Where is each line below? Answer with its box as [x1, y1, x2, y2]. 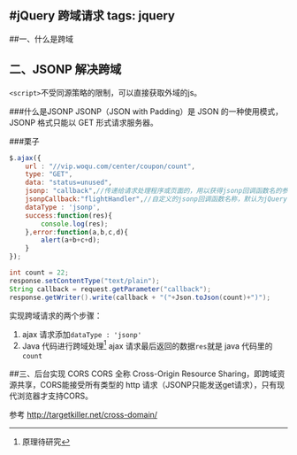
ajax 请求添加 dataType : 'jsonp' [21, 328, 142, 339]
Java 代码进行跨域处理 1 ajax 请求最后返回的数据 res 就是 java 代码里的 [21, 339, 273, 351]
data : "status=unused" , [25, 178, 113, 188]
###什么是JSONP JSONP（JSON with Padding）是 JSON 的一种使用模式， [9, 105, 283, 117]
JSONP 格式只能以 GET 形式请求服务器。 [9, 117, 158, 127]
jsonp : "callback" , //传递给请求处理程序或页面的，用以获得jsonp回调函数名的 [25, 187, 283, 196]
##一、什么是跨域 [9, 34, 73, 44]
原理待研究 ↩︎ [21, 436, 71, 447]
